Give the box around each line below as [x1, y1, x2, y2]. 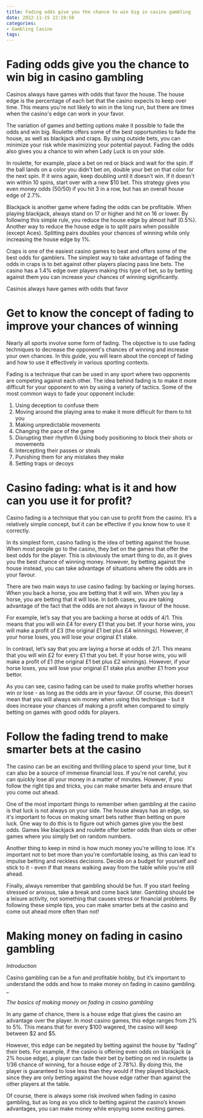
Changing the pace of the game [15, 428, 95, 434]
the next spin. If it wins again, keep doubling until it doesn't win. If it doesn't [6, 173, 195, 180]
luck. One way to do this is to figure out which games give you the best [6, 820, 184, 827]
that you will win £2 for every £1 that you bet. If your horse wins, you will [6, 651, 187, 659]
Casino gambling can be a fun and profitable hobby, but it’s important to [6, 973, 186, 981]
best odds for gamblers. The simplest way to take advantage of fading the [6, 254, 191, 261]
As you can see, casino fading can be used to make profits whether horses [6, 682, 193, 690]
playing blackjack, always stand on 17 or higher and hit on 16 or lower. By [6, 210, 188, 218]
